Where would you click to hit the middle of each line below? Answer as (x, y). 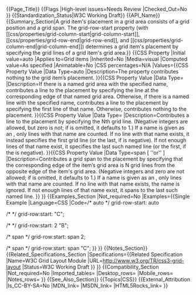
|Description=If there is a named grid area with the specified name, (87, 84)
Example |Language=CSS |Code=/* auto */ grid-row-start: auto (83, 202)
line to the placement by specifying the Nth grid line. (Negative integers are (97, 121)
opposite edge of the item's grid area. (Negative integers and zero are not (95, 171)
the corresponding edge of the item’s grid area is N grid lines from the (90, 165)
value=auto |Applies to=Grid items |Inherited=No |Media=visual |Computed (97, 59)
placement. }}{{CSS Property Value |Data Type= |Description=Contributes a (98, 115)
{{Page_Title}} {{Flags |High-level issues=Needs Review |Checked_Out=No (97, 9)
